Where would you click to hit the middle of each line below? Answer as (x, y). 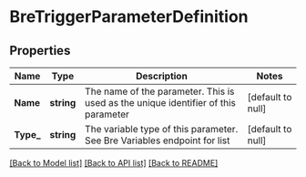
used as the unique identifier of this (161, 103)
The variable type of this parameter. (162, 129)
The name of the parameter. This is (160, 91)
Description (162, 76)
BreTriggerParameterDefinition (129, 17)
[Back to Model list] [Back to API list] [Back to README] (114, 163)
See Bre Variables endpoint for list (158, 141)
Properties (40, 51)
